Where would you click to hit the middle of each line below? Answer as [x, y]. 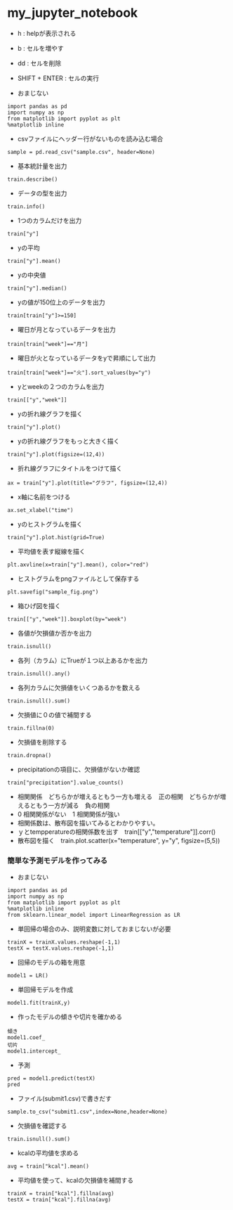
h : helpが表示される [47, 33]
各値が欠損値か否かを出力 [54, 633]
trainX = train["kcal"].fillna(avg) [61, 1194]
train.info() [26, 206]
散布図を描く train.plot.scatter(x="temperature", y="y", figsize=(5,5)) [119, 840]
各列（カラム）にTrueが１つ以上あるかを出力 [82, 660]
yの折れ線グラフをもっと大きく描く [68, 441]
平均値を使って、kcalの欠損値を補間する [75, 1180]
